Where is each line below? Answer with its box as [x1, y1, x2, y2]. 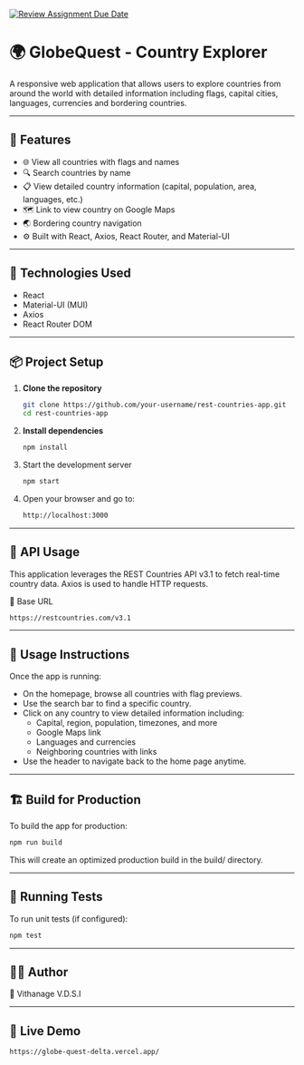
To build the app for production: [9, 821, 128, 832]
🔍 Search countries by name [22, 167, 131, 178]
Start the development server [22, 459, 133, 470]
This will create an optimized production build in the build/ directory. [9, 854, 264, 865]
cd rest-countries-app [22, 409, 109, 418]
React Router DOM [22, 318, 93, 329]
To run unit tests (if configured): [9, 913, 128, 924]
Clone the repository [22, 383, 102, 394]
